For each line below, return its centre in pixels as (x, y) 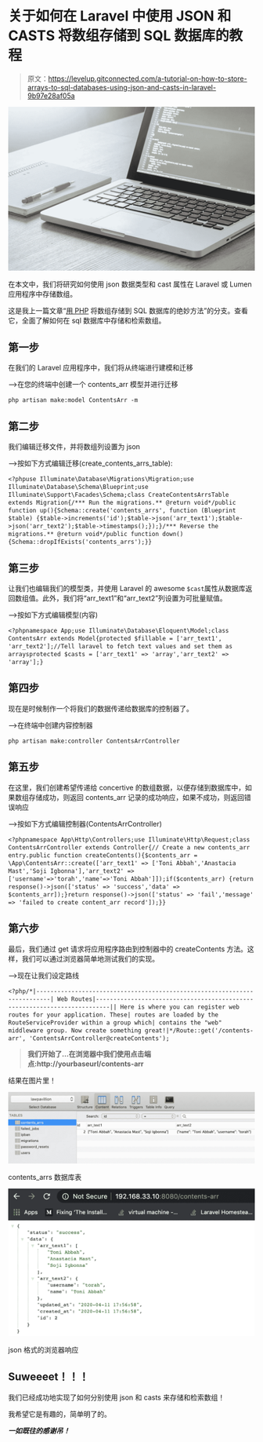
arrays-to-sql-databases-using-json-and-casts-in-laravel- (122, 87)
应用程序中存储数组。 (42, 294)
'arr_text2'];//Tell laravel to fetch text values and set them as (121, 647)
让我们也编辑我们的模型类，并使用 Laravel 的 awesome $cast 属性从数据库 (127, 589)
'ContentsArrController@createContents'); (99, 1038)
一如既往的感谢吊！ (39, 1430)
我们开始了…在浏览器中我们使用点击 (86, 1053)
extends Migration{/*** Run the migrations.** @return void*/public (122, 503)
